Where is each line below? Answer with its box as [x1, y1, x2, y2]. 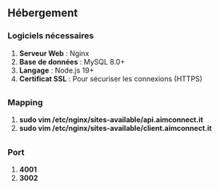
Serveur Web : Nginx [18, 48, 90, 58]
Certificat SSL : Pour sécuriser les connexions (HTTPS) [18, 73, 203, 83]
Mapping [7, 97, 43, 108]
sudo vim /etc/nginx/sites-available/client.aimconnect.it [18, 124, 213, 133]
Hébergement [7, 6, 78, 20]
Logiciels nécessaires [7, 30, 94, 41]
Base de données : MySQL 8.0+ [18, 57, 126, 66]
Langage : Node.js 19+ [18, 65, 94, 75]
